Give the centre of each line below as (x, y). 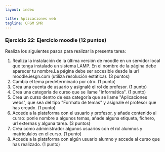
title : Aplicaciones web (31, 18)
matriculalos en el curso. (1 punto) (47, 134)
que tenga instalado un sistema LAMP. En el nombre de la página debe (84, 66)
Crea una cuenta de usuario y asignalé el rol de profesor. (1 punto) (80, 87)
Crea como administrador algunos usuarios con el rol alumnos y (77, 128)
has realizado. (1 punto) (36, 144)
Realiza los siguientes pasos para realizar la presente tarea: (65, 51)
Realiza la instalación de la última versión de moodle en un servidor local (86, 61)
